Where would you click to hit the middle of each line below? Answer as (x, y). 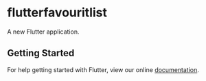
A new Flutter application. (43, 32)
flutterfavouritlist (57, 13)
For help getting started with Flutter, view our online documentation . (103, 69)
